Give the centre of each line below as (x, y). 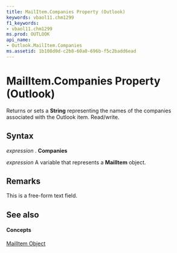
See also (23, 215)
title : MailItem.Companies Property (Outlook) (66, 12)
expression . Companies (37, 150)
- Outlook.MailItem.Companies (44, 46)
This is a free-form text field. (42, 196)
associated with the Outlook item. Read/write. (63, 117)
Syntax (20, 136)
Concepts (19, 230)
